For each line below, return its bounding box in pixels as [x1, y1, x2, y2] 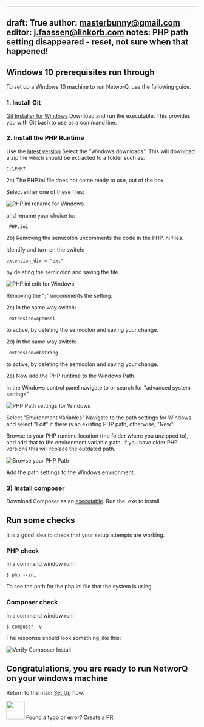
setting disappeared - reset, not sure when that [6, 37, 189, 47]
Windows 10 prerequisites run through [6, 67, 155, 77]
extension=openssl [8, 315, 56, 322]
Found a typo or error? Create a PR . [25, 714, 115, 721]
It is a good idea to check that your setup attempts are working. [6, 531, 165, 539]
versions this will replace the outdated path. [6, 445, 116, 452]
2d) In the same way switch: [6, 338, 77, 345]
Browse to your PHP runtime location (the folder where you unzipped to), [6, 432, 189, 439]
